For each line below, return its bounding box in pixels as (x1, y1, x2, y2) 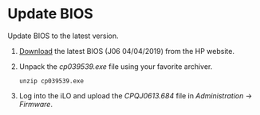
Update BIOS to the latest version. (7, 31, 119, 40)
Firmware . (18, 99, 53, 109)
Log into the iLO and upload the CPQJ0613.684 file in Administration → (18, 90, 253, 100)
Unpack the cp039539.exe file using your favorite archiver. (18, 61, 213, 71)
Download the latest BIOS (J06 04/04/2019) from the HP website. (18, 46, 234, 56)
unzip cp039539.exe (18, 77, 85, 85)
